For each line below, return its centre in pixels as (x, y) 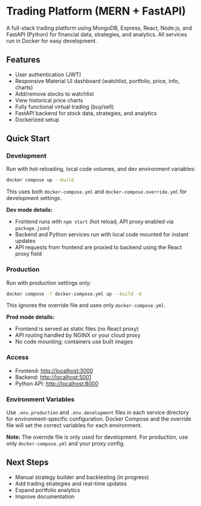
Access (18, 358)
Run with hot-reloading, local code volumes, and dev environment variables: (101, 169)
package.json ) (32, 228)
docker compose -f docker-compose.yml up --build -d (74, 294)
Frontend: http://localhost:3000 (54, 370)
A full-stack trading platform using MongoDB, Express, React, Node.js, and (99, 28)
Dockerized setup (37, 119)
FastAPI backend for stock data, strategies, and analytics (86, 113)
